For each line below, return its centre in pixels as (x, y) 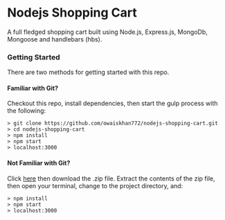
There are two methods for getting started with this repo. (88, 72)
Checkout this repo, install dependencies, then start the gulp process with (112, 103)
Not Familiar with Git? (39, 163)
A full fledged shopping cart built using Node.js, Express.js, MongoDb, (107, 32)
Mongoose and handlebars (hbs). (55, 39)
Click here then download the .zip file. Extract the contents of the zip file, (111, 178)
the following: (27, 111)
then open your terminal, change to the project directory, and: (95, 185)
